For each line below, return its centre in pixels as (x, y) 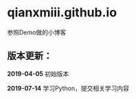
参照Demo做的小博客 (37, 32)
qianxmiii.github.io (62, 13)
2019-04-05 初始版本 (38, 74)
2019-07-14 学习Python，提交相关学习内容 (68, 88)
